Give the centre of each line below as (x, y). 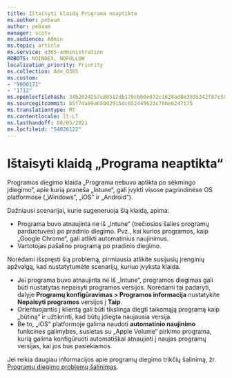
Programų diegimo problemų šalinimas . (63, 367)
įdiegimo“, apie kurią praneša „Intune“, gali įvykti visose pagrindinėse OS (110, 190)
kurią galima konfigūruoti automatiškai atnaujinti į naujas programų (112, 339)
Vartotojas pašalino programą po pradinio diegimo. (89, 246)
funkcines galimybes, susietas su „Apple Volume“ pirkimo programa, (114, 332)
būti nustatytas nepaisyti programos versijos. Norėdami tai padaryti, (114, 287)
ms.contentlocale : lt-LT (43, 116)
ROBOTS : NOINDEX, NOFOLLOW (46, 59)
